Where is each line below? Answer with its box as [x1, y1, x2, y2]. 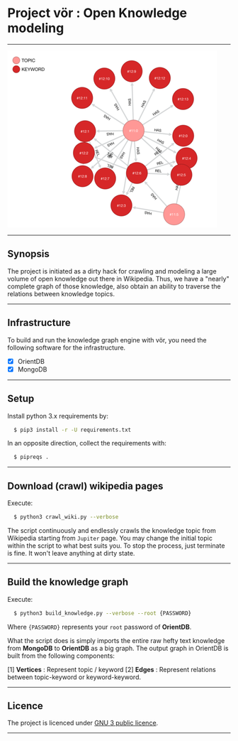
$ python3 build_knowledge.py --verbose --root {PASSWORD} [13, 610, 192, 617]
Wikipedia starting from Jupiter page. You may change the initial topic [7, 534, 212, 542]
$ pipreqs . [13, 453, 50, 461]
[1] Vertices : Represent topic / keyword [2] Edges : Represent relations [7, 665, 216, 674]
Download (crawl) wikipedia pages [7, 480, 164, 492]
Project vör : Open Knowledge [7, 5, 188, 21]
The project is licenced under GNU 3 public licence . [7, 719, 159, 728]
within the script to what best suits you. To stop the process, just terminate [7, 541, 225, 550]
